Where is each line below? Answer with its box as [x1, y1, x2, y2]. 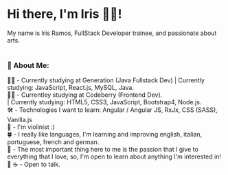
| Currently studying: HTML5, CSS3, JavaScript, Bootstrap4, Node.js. [7, 98, 202, 106]
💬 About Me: [7, 60, 49, 70]
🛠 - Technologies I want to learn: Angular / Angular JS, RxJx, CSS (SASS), [7, 106, 218, 114]
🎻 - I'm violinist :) [7, 123, 55, 131]
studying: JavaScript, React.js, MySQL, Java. [7, 84, 135, 92]
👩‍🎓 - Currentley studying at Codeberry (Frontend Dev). [7, 91, 163, 99]
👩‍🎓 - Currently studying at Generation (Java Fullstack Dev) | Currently [7, 76, 205, 84]
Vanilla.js [7, 116, 32, 124]
